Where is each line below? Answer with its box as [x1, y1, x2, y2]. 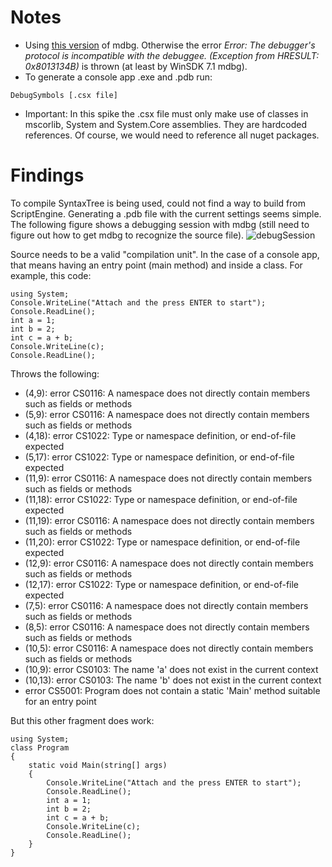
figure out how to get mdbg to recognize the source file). [10, 229, 245, 241]
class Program [10, 742, 70, 753]
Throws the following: [10, 367, 100, 380]
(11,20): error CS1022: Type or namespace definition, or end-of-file [24, 536, 301, 548]
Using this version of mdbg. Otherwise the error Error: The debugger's [24, 39, 316, 51]
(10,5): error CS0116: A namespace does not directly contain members [24, 642, 314, 654]
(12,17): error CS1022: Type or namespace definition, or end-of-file [24, 578, 300, 590]
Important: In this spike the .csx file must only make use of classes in [24, 107, 309, 120]
